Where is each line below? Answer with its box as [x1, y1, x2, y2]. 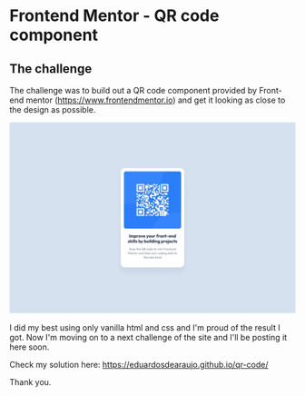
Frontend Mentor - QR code [9, 5, 220, 26]
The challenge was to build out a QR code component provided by [9, 85, 257, 95]
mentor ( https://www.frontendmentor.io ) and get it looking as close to [25, 94, 286, 105]
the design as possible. [9, 104, 96, 114]
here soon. [9, 342, 50, 352]
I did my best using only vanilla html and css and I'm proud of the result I [9, 322, 280, 332]
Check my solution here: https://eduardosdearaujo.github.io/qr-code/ [9, 359, 269, 370]
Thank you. [9, 376, 52, 387]
